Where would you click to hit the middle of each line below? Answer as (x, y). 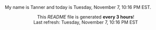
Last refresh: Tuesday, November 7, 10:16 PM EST (86, 22)
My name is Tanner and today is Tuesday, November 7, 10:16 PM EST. (78, 7)
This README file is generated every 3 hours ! (86, 17)
